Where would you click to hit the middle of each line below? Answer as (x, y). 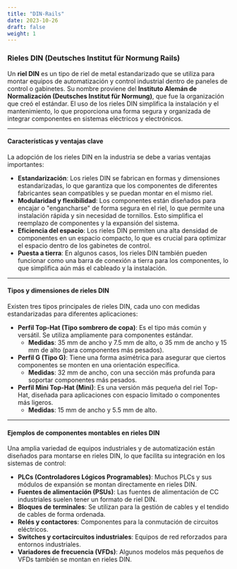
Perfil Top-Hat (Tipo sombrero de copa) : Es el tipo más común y (112, 327)
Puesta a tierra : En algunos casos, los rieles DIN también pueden (112, 253)
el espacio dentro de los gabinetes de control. (84, 245)
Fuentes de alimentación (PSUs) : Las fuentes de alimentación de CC (118, 492)
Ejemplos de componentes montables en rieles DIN (84, 433)
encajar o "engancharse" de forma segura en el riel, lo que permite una (121, 208)
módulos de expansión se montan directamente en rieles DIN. (107, 484)
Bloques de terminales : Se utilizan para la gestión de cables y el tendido (123, 507)
